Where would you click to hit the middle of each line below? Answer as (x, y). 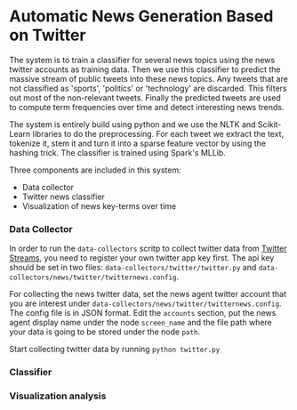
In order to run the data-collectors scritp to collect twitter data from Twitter (148, 249)
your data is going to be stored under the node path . (105, 332)
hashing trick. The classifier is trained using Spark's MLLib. (118, 152)
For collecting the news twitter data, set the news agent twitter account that (148, 294)
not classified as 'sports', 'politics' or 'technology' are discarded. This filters (148, 88)
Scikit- (269, 124)
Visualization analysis (58, 396)
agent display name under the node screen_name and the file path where (141, 323)
